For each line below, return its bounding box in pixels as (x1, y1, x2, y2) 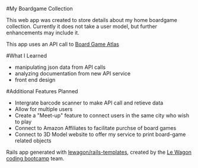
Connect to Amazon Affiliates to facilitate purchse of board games (14, 125, 177, 131)
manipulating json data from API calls (14, 64, 106, 71)
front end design (14, 77, 56, 83)
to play (14, 118, 32, 125)
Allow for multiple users (14, 106, 73, 112)
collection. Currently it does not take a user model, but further (6, 23, 157, 30)
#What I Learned (6, 52, 47, 59)
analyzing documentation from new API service (14, 70, 131, 77)
